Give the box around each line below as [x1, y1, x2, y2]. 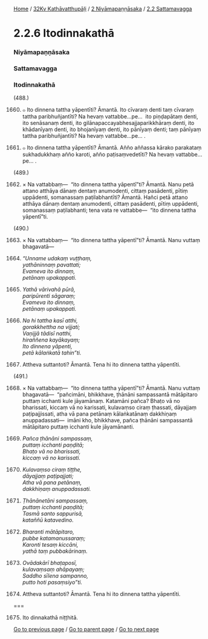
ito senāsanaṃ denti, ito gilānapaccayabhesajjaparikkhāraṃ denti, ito [22, 120, 195, 127]
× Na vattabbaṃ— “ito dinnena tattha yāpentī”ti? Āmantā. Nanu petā [22, 181, 194, 188]
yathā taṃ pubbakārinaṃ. [22, 547, 88, 555]
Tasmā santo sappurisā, [22, 510, 83, 518]
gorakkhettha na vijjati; [22, 323, 80, 331]
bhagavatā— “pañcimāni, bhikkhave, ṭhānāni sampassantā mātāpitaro [22, 391, 198, 398]
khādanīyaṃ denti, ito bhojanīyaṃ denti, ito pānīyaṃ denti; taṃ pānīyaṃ [22, 126, 201, 133]
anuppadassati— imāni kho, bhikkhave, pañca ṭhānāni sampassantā [22, 417, 193, 424]
